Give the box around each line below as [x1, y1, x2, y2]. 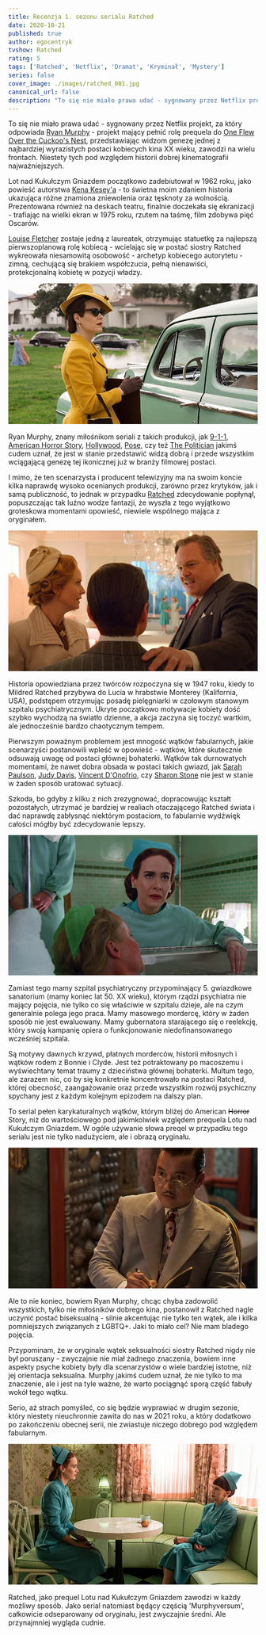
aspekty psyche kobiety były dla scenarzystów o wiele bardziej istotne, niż [8, 1362, 252, 1371]
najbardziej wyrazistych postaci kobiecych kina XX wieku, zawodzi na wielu [8, 144, 256, 154]
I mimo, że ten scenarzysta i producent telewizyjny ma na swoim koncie [8, 472, 242, 483]
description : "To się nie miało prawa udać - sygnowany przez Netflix [8, 96, 246, 105]
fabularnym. [8, 1427, 47, 1438]
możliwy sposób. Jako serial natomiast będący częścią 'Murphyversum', [8, 1601, 245, 1610]
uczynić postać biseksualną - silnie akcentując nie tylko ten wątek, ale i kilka [8, 1312, 258, 1323]
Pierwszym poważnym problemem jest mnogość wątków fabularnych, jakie [8, 736, 254, 746]
